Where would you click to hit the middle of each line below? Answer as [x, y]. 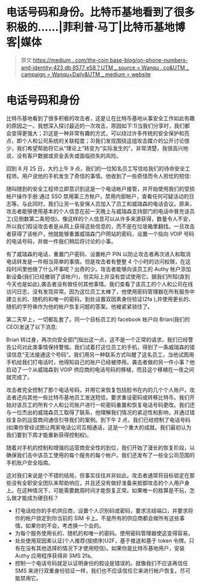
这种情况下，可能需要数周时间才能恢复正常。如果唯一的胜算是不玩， [106, 490]
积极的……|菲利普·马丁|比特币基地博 [96, 27]
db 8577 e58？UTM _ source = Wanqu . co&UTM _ [127, 67]
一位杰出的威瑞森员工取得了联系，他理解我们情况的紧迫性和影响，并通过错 [103, 412]
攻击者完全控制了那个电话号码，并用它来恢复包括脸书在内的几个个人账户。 [98, 390]
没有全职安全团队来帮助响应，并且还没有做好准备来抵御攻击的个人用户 [98, 483]
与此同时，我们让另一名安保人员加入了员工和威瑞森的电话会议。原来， [108, 203]
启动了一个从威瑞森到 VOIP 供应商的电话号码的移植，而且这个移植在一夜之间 [100, 369]
